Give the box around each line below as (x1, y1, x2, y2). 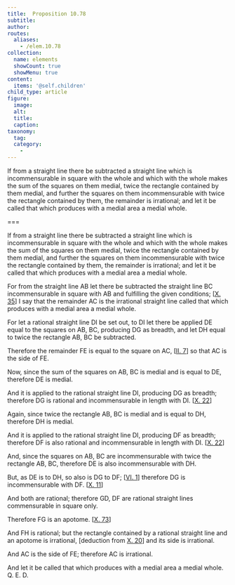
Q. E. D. (7, 571, 29, 579)
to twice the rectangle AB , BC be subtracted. (7, 333, 137, 341)
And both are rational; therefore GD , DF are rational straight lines (7, 494, 194, 502)
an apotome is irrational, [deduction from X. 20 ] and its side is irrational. (7, 537, 215, 544)
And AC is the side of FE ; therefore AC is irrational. (7, 550, 153, 558)
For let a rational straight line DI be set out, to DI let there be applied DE (7, 318, 213, 327)
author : (7, 23, 30, 30)
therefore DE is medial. (7, 375, 74, 383)
